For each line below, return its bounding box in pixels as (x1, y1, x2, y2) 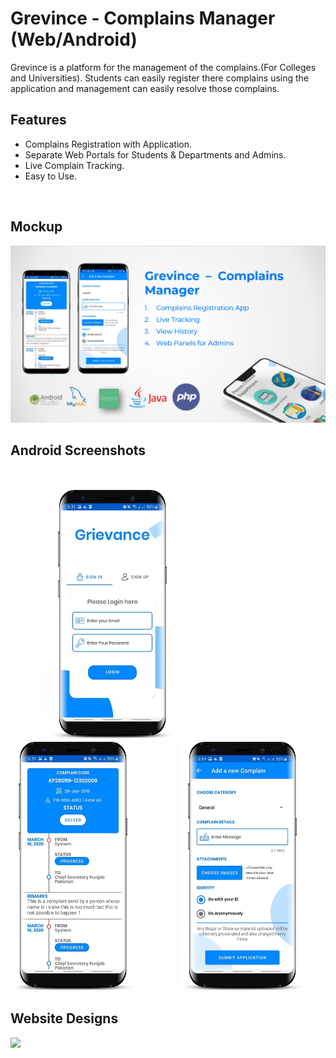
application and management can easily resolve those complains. (10, 82, 280, 94)
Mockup (10, 218, 63, 236)
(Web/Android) (10, 28, 138, 51)
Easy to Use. (24, 170, 78, 182)
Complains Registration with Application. (24, 138, 193, 150)
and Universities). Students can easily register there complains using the (10, 72, 310, 84)
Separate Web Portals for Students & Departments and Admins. (24, 148, 287, 161)
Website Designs (10, 1010, 119, 1027)
